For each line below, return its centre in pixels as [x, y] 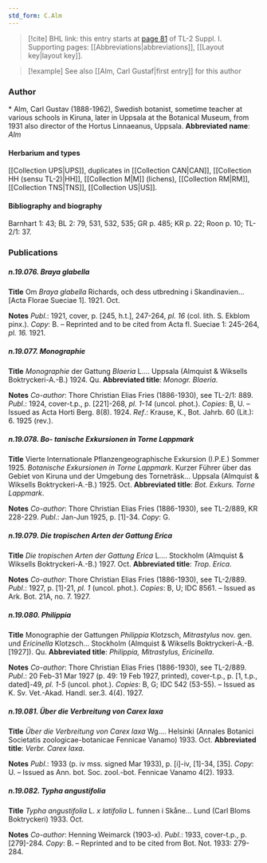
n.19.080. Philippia [40, 614]
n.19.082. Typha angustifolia [57, 790]
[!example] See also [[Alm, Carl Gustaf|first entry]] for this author [134, 71]
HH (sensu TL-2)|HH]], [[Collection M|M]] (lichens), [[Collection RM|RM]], [129, 179]
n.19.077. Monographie [47, 351]
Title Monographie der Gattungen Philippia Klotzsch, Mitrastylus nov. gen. [130, 635]
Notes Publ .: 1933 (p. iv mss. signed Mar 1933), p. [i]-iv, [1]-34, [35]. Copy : [131, 764]
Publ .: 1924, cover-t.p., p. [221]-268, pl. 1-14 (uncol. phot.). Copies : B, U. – [129, 404]
